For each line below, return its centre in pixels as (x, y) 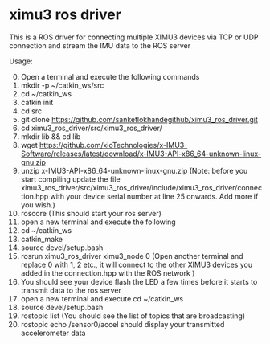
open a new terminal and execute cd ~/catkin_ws (102, 298)
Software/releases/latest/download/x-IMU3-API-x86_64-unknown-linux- (141, 154)
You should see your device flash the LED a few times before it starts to (139, 281)
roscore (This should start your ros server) (91, 213)
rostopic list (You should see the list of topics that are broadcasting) (133, 316)
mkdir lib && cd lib (51, 136)
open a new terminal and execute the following (98, 222)
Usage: (21, 61)
